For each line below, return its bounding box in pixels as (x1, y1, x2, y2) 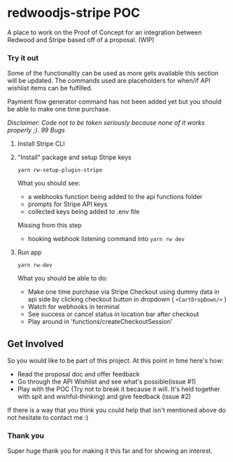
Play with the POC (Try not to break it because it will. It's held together (17, 385, 220, 393)
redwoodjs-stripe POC (7, 5, 141, 21)
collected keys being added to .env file (27, 208, 140, 216)
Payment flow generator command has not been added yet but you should (7, 97, 222, 106)
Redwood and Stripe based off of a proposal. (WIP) (7, 35, 155, 43)
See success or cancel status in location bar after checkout (27, 310, 199, 318)
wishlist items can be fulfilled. (7, 84, 93, 93)
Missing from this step (17, 221, 82, 229)
